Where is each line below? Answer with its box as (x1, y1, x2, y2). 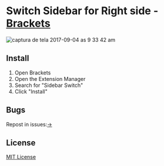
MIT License (6, 154, 36, 161)
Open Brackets (14, 69, 51, 76)
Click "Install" (14, 87, 48, 95)
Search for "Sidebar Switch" (14, 82, 83, 89)
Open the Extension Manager (14, 75, 86, 82)
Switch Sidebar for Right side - (6, 4, 159, 18)
